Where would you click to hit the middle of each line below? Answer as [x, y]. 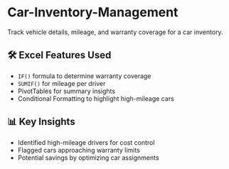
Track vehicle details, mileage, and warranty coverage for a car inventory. [115, 32]
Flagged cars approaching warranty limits [79, 150]
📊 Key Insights [42, 122]
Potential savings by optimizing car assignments [88, 158]
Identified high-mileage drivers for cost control [86, 142]
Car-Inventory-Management [93, 12]
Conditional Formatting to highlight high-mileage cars [96, 98]
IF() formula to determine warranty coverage [84, 76]
